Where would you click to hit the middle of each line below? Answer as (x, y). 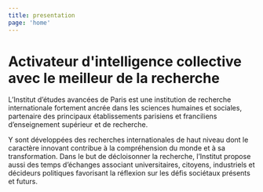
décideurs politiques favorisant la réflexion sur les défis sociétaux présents (130, 173)
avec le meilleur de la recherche (114, 78)
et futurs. (23, 182)
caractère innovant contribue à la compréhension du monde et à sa (117, 148)
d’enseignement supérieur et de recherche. (78, 125)
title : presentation (42, 15)
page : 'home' (29, 23)
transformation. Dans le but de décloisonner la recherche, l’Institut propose (130, 157)
